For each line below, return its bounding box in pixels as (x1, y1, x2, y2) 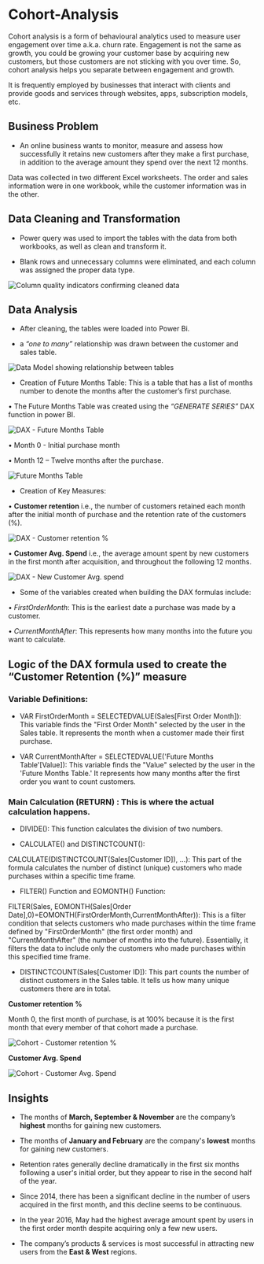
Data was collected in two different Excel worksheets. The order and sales (8, 172, 249, 182)
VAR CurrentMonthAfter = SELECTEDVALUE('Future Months (19, 752, 214, 761)
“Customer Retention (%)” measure (8, 670, 187, 683)
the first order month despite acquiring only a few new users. (19, 1224, 218, 1233)
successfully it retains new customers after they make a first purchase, (19, 149, 249, 158)
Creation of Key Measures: (19, 486, 106, 496)
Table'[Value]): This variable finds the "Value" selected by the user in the (19, 760, 255, 770)
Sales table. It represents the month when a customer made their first (19, 728, 245, 737)
